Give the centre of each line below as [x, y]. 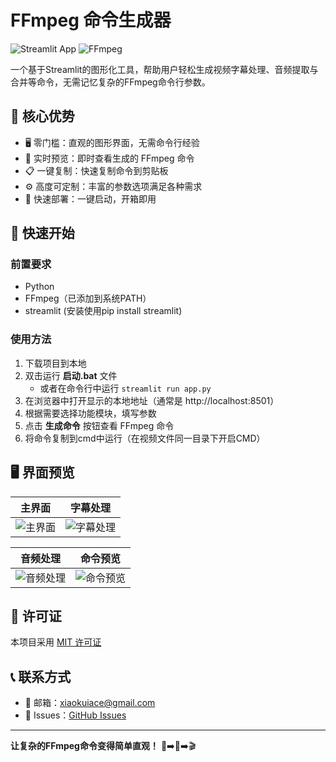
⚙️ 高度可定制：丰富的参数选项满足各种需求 [113, 186]
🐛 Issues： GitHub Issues [75, 715]
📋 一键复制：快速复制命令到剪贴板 [96, 170]
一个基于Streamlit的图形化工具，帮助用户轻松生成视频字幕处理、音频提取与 [164, 69]
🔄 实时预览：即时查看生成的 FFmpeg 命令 [109, 158]
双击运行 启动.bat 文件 [71, 375]
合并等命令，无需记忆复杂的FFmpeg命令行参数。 [110, 82]
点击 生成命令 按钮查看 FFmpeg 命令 [99, 425]
